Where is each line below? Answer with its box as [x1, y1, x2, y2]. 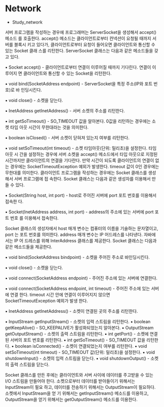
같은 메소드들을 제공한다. [5, 244, 52, 250]
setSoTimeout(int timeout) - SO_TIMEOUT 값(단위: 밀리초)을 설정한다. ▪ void [5, 349, 155, 355]
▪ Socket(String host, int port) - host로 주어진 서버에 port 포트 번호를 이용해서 [5, 192, 157, 198]
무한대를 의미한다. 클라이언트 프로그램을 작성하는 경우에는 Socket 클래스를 [5, 170, 147, 176]
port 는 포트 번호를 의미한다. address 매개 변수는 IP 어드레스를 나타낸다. [5, 231, 143, 237]
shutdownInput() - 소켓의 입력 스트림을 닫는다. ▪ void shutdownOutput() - [5, 355, 150, 361]
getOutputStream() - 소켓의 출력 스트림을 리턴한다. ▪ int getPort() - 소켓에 [5, 331, 149, 336]
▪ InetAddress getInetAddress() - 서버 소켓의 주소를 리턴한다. [5, 107, 125, 113]
